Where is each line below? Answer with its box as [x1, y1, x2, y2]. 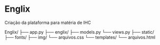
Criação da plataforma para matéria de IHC [4, 20, 91, 25]
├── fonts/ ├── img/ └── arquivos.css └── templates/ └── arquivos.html [4, 34, 156, 40]
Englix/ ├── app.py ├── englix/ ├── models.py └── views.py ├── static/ [4, 29, 155, 35]
